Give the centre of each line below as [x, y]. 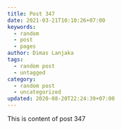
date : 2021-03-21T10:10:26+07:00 [56, 20]
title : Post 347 [31, 14]
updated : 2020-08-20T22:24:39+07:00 [61, 99]
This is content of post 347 [47, 119]
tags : [15, 60]
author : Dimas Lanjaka [41, 53]
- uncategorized [37, 92]
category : [22, 79]
